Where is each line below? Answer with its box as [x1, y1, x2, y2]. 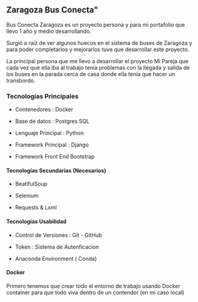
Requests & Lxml [15, 204, 58, 211]
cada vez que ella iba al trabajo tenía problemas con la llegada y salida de [6, 64, 190, 71]
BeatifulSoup [15, 180, 48, 188]
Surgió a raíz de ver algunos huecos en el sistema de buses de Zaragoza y [6, 39, 193, 46]
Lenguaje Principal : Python [15, 129, 84, 137]
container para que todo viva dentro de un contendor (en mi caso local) [6, 289, 185, 296]
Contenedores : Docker [15, 106, 74, 113]
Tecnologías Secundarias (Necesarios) [6, 166, 107, 174]
